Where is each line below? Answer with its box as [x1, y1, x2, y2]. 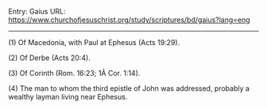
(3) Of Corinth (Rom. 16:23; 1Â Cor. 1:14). [8, 69, 141, 77]
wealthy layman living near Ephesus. [8, 92, 128, 101]
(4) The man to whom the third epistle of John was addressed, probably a [8, 84, 250, 93]
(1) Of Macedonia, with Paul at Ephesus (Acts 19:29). [8, 38, 180, 47]
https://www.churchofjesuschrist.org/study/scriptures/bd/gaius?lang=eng [8, 15, 250, 24]
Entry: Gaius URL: [8, 7, 66, 16]
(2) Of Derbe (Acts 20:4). [8, 53, 91, 62]
